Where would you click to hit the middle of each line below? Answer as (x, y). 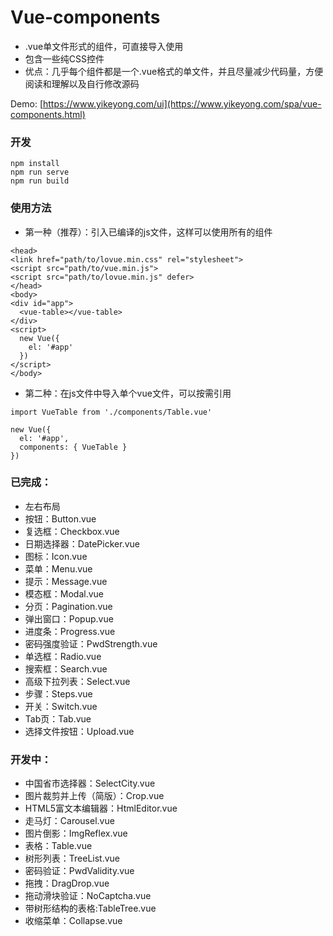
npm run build (40, 181)
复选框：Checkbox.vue (72, 531)
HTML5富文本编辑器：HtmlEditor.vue (101, 808)
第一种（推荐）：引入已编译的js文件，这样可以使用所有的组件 (148, 232)
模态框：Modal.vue (64, 593)
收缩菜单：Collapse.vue (73, 921)
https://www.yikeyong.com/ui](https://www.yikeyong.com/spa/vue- (182, 103)
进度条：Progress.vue (70, 631)
